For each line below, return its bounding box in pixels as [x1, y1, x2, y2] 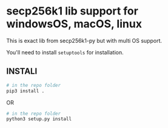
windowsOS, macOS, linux [6, 17, 143, 31]
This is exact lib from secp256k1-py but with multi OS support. [6, 37, 163, 44]
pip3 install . [6, 88, 45, 94]
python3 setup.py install [6, 116, 72, 122]
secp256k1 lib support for [6, 4, 138, 18]
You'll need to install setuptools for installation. [6, 48, 124, 56]
